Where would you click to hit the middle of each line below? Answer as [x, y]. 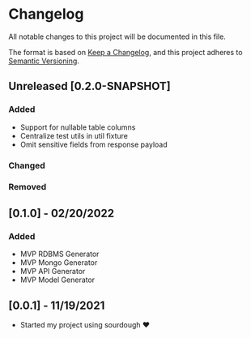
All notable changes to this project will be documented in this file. [117, 36]
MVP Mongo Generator [59, 263]
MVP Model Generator [57, 280]
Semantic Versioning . [44, 61]
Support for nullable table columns [78, 127]
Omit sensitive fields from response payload [94, 144]
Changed [27, 165]
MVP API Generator [53, 272]
